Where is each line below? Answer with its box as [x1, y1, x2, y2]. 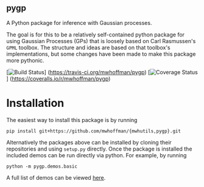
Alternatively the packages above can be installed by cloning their [6, 138, 172, 146]
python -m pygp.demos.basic [6, 163, 78, 169]
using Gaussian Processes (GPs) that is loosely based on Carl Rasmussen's [6, 37, 196, 44]
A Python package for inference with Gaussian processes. [6, 19, 152, 26]
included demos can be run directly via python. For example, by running [6, 151, 187, 158]
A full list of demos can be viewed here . [6, 174, 106, 181]
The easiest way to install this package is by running [6, 116, 138, 123]
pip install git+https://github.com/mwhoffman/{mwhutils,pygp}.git [6, 128, 181, 134]
